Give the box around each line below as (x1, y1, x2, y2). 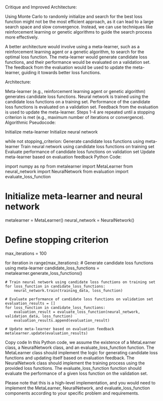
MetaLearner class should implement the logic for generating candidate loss (5, 349, 158, 355)
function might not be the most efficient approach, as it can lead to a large (5, 19, 154, 24)
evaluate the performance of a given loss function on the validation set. (5, 370, 148, 376)
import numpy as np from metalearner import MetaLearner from (5, 163, 133, 169)
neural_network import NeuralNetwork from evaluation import (5, 169, 129, 174)
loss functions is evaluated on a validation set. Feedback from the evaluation (5, 104, 159, 110)
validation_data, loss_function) (5, 314, 73, 319)
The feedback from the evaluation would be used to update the (5, 64, 132, 70)
